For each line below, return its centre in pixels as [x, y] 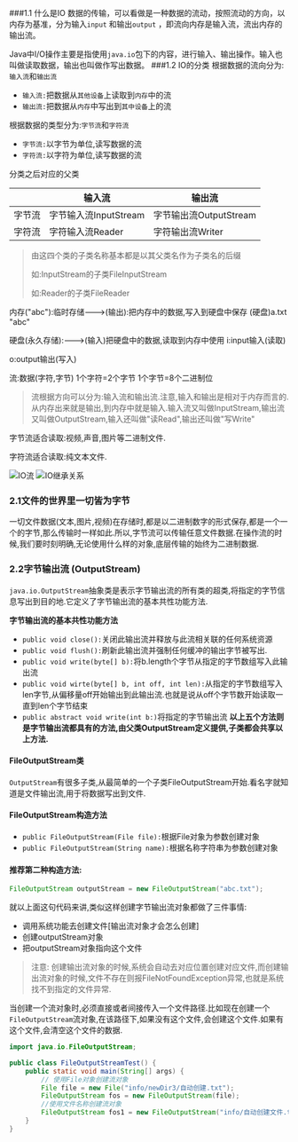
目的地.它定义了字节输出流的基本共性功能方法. [124, 601]
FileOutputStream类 [47, 760]
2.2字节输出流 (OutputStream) [75, 569]
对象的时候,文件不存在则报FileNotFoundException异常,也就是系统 [165, 978]
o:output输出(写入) [43, 359]
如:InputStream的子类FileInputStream [99, 274]
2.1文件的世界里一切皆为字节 [70, 500]
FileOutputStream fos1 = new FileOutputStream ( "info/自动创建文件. [164, 1113]
